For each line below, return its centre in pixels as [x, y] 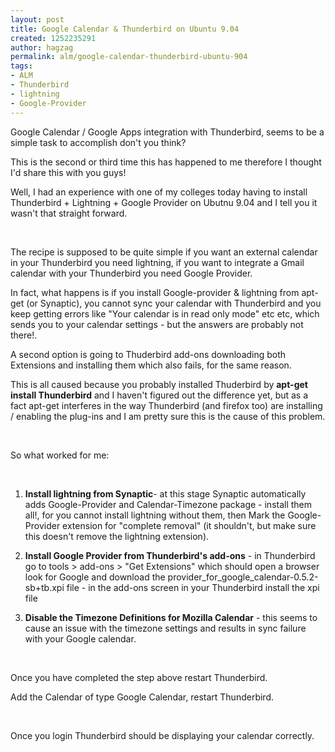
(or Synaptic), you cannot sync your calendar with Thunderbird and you [174, 303]
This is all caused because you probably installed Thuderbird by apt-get [159, 384]
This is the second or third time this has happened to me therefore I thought [166, 162]
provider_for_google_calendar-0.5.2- [243, 577]
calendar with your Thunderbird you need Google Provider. [131, 273]
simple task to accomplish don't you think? [98, 142]
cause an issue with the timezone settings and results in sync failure [165, 628]
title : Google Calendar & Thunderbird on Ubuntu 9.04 [125, 29]
